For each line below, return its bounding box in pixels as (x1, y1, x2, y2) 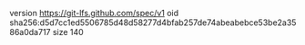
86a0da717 (9, 27, 52, 37)
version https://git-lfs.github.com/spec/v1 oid (9, 8, 179, 18)
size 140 (52, 27, 84, 37)
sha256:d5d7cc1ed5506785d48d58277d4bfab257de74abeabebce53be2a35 (9, 17, 297, 28)
